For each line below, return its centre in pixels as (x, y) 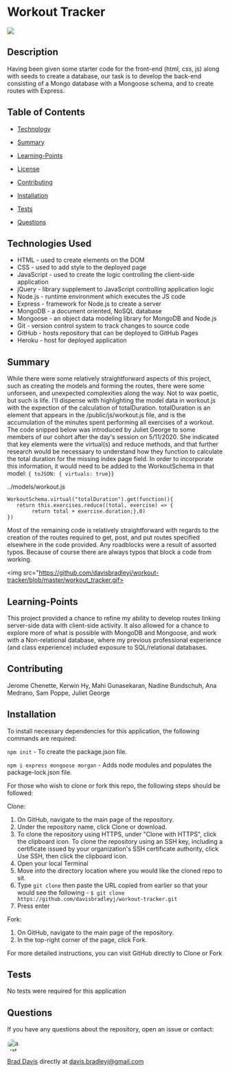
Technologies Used (49, 244)
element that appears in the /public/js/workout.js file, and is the (96, 415)
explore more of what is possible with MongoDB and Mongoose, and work (112, 633)
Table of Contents (46, 112)
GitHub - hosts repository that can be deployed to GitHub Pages (108, 333)
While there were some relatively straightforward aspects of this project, (109, 379)
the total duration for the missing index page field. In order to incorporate (111, 459)
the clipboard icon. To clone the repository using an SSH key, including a (120, 841)
